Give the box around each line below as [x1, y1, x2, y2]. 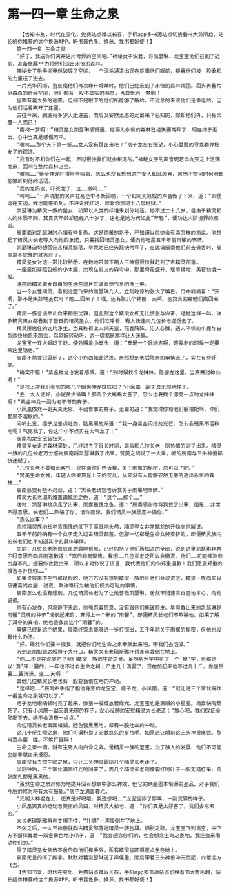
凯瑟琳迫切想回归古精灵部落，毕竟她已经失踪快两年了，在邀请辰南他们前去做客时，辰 [16, 244, 222, 251]
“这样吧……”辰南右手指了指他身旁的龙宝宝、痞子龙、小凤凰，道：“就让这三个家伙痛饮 [16, 685, 222, 692]
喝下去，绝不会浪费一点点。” [12, 714, 80, 722]
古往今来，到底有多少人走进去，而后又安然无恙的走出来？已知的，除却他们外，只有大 [16, 111, 222, 118]
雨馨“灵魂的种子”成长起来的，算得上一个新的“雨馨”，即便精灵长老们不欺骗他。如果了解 [7, 612, 220, 618]
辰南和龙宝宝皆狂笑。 [16, 435, 68, 442]
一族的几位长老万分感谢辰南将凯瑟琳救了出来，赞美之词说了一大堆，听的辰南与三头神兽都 [7, 450, 223, 457]
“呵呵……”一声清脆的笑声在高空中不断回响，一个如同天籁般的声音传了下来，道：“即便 [16, 192, 222, 199]
